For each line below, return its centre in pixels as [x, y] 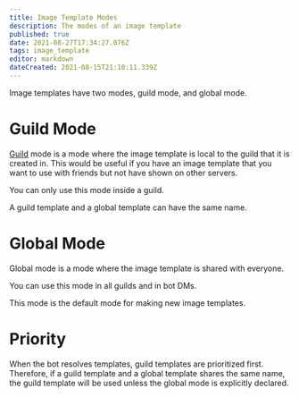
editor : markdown [42, 59]
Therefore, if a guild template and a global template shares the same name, [147, 373]
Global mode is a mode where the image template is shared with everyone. [146, 268]
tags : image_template [50, 51]
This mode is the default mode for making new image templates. [128, 303]
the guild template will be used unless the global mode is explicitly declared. [149, 383]
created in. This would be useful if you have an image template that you [141, 163]
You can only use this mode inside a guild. [87, 190]
